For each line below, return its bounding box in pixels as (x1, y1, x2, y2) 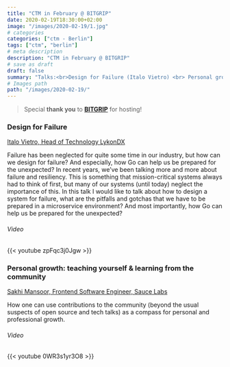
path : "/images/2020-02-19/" (7, 86, 90, 93)
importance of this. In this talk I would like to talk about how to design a (7, 188, 207, 196)
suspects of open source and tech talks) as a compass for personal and (7, 307, 210, 316)
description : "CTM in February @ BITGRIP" (7, 55, 130, 62)
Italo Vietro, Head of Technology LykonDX (7, 138, 125, 146)
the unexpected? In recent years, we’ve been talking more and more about (7, 166, 217, 174)
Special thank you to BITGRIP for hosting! (23, 105, 142, 114)
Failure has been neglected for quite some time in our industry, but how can (7, 151, 221, 160)
